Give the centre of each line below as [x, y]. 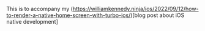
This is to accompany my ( [40, 9]
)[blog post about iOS [158, 15]
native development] [32, 22]
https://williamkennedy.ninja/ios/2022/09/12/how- [136, 9]
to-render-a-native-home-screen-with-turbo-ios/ [69, 15]
